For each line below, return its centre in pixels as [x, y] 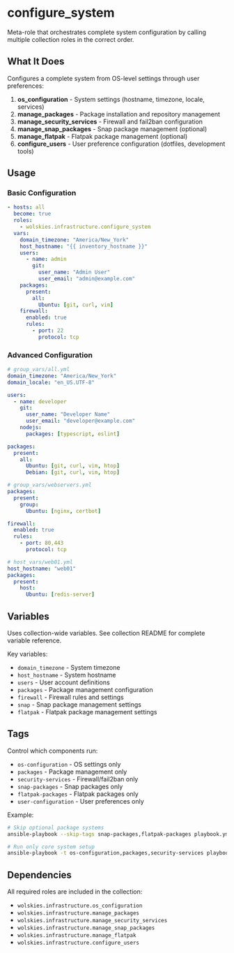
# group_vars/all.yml [39, 370]
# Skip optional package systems [56, 827]
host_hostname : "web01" [42, 569]
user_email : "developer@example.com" [80, 421]
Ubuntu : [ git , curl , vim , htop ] [72, 466]
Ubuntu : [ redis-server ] [60, 594]
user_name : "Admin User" [74, 272]
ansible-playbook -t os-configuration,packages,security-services [106, 853]
